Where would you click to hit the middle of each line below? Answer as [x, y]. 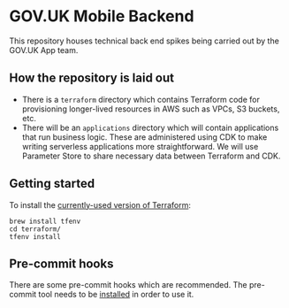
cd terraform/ [35, 229]
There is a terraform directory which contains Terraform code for [141, 99]
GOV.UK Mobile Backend [102, 16]
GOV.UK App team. [44, 50]
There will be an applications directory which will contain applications [150, 127]
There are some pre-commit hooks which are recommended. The [128, 285]
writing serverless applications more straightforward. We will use [140, 146]
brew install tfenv [45, 221]
